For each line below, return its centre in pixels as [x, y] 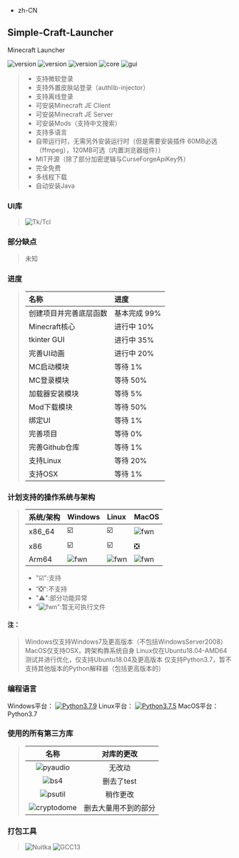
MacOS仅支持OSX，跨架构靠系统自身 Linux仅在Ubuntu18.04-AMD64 [126, 651]
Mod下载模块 [50, 406]
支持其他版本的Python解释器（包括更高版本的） [95, 669]
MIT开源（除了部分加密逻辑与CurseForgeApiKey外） [113, 159]
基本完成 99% [138, 313]
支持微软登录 [54, 79]
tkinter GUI [47, 339]
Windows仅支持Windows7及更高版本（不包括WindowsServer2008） [126, 642]
